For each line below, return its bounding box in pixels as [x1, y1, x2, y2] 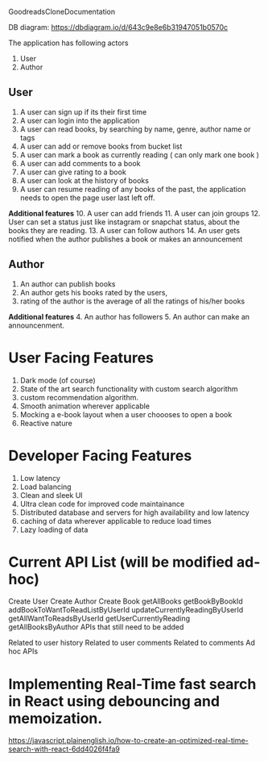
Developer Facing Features [8, 446, 192, 465]
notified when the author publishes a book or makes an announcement [8, 234, 243, 244]
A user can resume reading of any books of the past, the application [19, 184, 246, 194]
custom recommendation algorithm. [19, 392, 139, 402]
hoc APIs [8, 646, 39, 656]
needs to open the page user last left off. [19, 193, 155, 203]
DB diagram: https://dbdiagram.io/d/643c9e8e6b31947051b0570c [8, 23, 229, 31]
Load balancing [19, 482, 72, 491]
